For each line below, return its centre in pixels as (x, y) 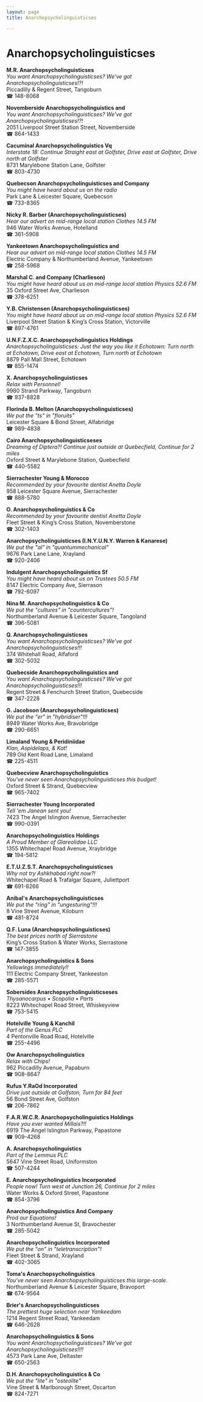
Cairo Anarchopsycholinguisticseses (54, 440)
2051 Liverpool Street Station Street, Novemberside (71, 127)
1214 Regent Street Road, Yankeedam (53, 1318)
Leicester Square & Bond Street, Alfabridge (60, 422)
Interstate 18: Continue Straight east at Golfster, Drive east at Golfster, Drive (101, 152)
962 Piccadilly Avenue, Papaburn (48, 1068)
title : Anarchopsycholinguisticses (52, 18)
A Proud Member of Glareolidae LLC (52, 842)
